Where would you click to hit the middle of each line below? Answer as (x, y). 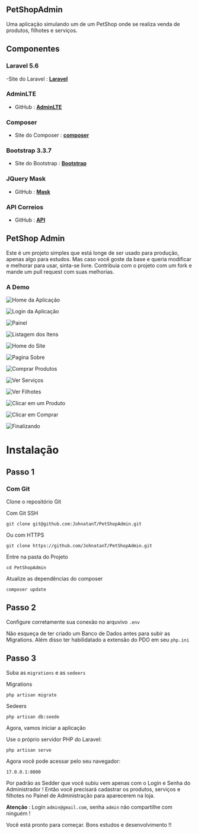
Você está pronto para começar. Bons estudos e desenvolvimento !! (89, 825)
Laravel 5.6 (23, 66)
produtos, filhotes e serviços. (42, 30)
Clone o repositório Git (34, 501)
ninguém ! (18, 813)
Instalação (33, 450)
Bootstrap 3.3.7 (29, 150)
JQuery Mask (26, 179)
